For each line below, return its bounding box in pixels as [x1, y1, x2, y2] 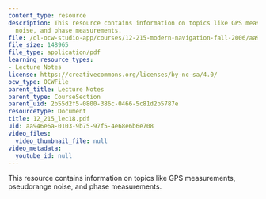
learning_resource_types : [8, 56, 93, 64]
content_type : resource [8, 11, 87, 20]
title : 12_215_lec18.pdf [8, 115, 90, 123]
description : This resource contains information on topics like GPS [8, 19, 243, 27]
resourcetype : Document [8, 108, 87, 116]
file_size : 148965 [8, 41, 69, 49]
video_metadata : [8, 144, 62, 152]
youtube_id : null [15, 151, 73, 159]
